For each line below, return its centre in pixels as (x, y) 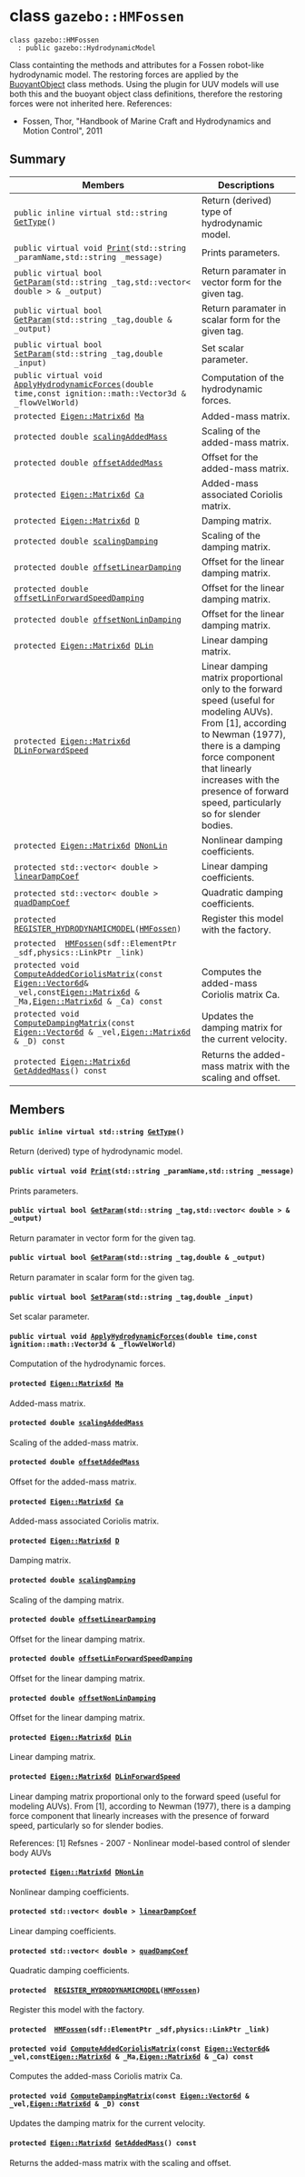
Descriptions (246, 185)
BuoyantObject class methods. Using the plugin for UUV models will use (144, 84)
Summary (38, 160)
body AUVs (30, 1852)
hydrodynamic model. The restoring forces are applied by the (124, 75)
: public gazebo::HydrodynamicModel (87, 48)
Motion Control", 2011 (62, 130)
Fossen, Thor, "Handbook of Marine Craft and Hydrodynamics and (147, 121)
